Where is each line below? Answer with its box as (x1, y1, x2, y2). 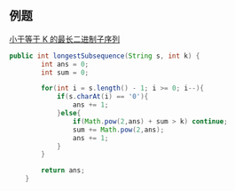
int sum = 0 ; (41, 68, 90, 77)
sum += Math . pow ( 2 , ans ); (72, 125, 165, 134)
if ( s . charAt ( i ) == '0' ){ (56, 92, 149, 101)
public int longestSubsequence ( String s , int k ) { (9, 52, 200, 60)
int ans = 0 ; (41, 60, 90, 68)
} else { (56, 109, 82, 118)
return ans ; (41, 166, 86, 175)
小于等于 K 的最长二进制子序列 (9, 34, 121, 44)
